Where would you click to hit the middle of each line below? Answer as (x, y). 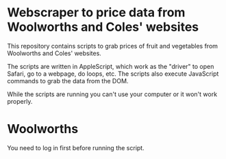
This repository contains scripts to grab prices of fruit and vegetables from (112, 46)
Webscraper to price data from (96, 13)
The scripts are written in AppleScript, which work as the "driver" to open (111, 66)
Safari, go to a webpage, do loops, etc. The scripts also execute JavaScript (113, 74)
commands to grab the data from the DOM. (68, 81)
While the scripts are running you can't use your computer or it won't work (112, 94)
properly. (20, 101)
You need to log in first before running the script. (76, 147)
